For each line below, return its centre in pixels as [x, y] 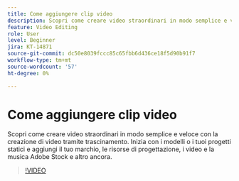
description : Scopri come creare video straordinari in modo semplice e [117, 21]
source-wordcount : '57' [43, 67]
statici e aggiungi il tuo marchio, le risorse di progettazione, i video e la [111, 149]
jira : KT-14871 [30, 47]
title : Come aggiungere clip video [60, 14]
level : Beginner [31, 40]
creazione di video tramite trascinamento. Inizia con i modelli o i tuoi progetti [119, 142]
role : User [23, 34]
